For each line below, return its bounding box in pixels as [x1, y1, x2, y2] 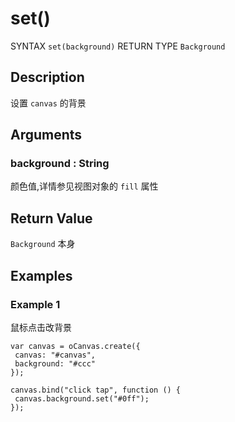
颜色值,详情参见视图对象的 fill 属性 [10, 180, 159, 192]
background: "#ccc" [14, 358, 97, 369]
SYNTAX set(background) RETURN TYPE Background [10, 40, 226, 52]
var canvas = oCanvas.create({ [10, 341, 141, 351]
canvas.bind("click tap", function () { [10, 385, 182, 395]
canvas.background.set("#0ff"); [14, 393, 150, 404]
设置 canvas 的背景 [10, 97, 87, 109]
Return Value [10, 210, 93, 227]
